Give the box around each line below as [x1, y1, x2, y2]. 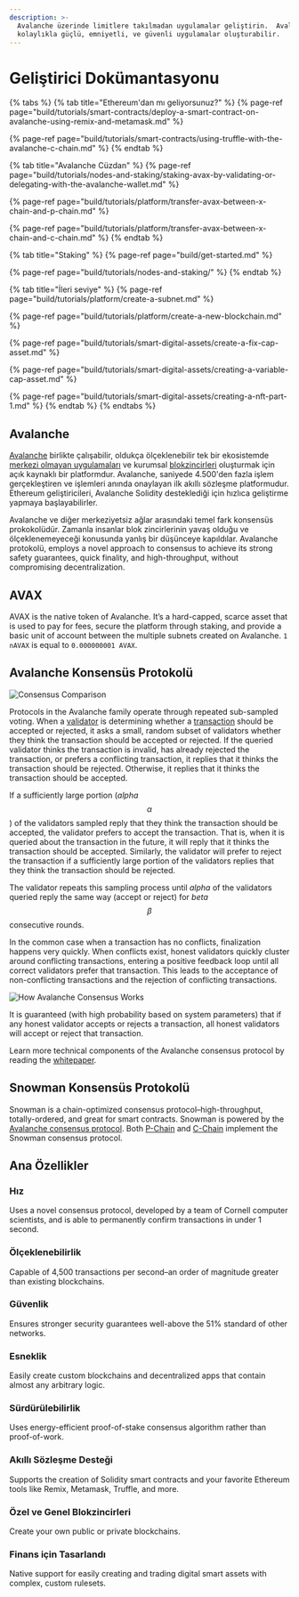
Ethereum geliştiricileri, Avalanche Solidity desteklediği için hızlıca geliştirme [9, 488, 289, 499]
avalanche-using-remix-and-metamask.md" [9, 117, 171, 127]
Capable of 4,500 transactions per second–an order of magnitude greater [9, 1266, 279, 1277]
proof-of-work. [9, 1431, 65, 1442]
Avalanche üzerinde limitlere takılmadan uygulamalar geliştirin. [17, 21, 269, 30]
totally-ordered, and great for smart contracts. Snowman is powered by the [9, 1114, 285, 1124]
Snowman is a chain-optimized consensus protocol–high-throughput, [9, 1104, 263, 1115]
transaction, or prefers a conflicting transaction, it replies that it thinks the [9, 753, 279, 764]
